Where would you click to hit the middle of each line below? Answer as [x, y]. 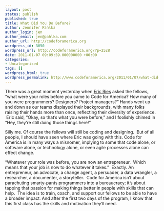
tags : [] [14, 69]
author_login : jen [24, 32]
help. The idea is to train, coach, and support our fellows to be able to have [81, 193]
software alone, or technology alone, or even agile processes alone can [77, 147]
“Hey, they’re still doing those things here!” [48, 122]
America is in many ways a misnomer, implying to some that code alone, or [80, 142]
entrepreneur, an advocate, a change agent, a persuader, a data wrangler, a [81, 172]
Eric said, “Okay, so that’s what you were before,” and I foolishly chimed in [81, 117]
